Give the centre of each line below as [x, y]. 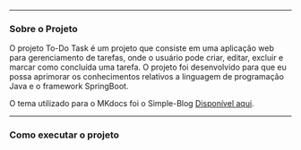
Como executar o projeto [64, 135]
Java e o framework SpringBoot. [69, 87]
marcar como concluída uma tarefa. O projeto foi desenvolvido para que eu [148, 67]
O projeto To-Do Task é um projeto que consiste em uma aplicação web [142, 48]
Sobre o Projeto [43, 29]
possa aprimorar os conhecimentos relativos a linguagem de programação [147, 77]
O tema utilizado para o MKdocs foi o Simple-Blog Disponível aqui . [132, 104]
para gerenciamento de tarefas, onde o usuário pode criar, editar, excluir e [146, 58]
